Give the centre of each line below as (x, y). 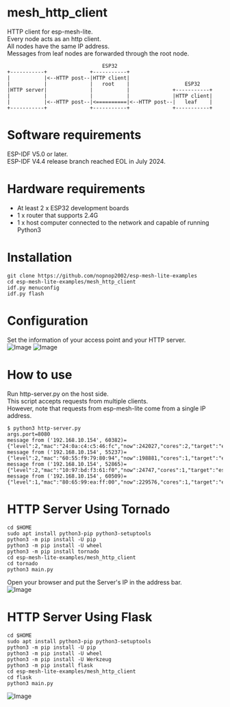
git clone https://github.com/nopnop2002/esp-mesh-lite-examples (102, 275)
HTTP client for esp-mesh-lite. (50, 32)
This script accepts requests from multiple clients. (78, 401)
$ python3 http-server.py (44, 428)
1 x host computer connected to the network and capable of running (113, 222)
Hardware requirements (76, 189)
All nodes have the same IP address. (58, 46)
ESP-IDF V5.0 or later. (38, 154)
